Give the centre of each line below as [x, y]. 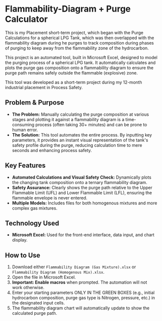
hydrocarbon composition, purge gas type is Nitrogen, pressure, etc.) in [83, 298]
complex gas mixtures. [35, 208]
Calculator [26, 19]
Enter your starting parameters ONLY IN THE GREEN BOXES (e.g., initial [83, 293]
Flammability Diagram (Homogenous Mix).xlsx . [58, 272]
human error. [25, 130]
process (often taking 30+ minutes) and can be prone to [91, 124]
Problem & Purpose [35, 103]
